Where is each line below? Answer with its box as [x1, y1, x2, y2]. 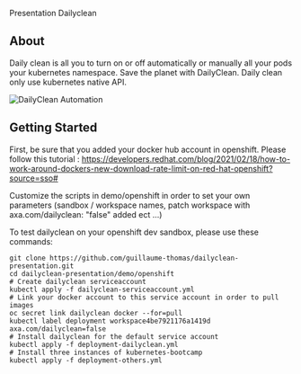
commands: [9, 236, 54, 246]
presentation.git [9, 261, 75, 271]
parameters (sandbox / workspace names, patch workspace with [9, 200, 251, 210]
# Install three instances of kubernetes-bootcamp [9, 348, 203, 357]
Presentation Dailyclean [9, 8, 97, 18]
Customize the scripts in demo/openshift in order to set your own [9, 190, 251, 200]
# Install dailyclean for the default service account [9, 332, 219, 341]
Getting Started [9, 120, 98, 136]
